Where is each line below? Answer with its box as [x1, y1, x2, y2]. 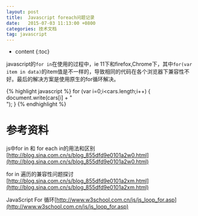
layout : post [6, 8, 39, 15]
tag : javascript [6, 31, 47, 38]
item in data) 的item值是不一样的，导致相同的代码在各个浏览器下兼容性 [6, 68, 185, 76]
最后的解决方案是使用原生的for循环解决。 [16, 76, 120, 83]
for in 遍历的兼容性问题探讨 [6, 171, 74, 178]
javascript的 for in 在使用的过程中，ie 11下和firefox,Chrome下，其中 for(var [6, 61, 193, 68]
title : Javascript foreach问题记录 [6, 15, 95, 21]
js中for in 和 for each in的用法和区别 [6, 145, 95, 152]
